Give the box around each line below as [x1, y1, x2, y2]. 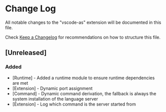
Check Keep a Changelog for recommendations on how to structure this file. [5, 34, 161, 40]
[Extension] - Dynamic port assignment [12, 85, 93, 91]
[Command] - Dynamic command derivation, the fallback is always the [12, 90, 157, 97]
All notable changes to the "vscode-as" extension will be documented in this [5, 19, 162, 25]
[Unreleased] [5, 49, 47, 57]
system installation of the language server [12, 96, 98, 102]
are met [12, 80, 28, 86]
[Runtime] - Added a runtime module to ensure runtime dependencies [12, 75, 155, 81]
